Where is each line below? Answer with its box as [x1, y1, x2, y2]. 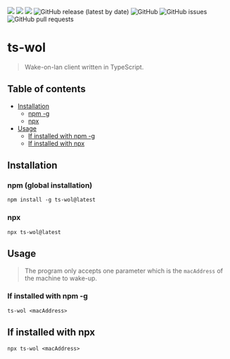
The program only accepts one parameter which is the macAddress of [24, 266, 224, 275]
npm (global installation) [7, 181, 93, 190]
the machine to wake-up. [24, 274, 97, 282]
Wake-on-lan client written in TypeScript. [24, 63, 144, 71]
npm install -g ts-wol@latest [7, 197, 96, 204]
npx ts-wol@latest [7, 228, 61, 235]
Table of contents [7, 83, 86, 95]
